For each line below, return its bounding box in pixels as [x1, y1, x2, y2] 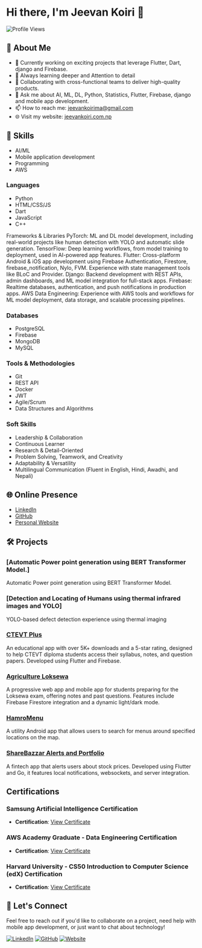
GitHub [14, 512, 33, 520]
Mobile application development [14, 153, 95, 161]
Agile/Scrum [14, 398, 46, 406]
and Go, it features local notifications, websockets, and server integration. [6, 769, 190, 776]
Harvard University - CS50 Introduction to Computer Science [6, 862, 189, 871]
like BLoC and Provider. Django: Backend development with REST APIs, [6, 270, 183, 278]
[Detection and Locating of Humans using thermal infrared [6, 594, 181, 603]
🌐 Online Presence [6, 490, 78, 500]
